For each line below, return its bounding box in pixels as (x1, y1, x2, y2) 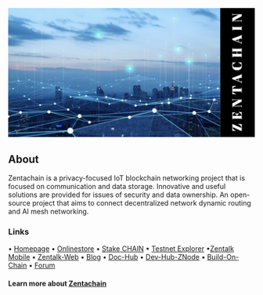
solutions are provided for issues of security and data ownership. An (8, 190, 229, 199)
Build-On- (207, 253, 240, 262)
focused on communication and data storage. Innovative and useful (8, 182, 226, 191)
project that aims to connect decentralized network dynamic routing (32, 198, 252, 208)
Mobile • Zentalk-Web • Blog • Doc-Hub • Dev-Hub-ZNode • (8, 253, 206, 262)
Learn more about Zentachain (8, 279, 107, 289)
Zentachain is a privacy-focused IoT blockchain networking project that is (8, 173, 245, 183)
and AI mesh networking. (8, 207, 89, 217)
